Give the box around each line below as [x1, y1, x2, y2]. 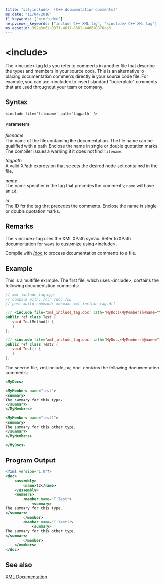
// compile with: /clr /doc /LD [5, 297, 71, 302]
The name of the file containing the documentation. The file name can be [5, 138, 153, 144]
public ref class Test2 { [5, 342, 58, 347]
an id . [5, 188, 18, 194]
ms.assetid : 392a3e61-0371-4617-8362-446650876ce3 [5, 26, 111, 31]
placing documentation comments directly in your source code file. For [5, 73, 148, 79]
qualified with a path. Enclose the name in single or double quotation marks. [5, 143, 159, 149]
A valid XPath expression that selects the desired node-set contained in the [5, 163, 158, 169]
